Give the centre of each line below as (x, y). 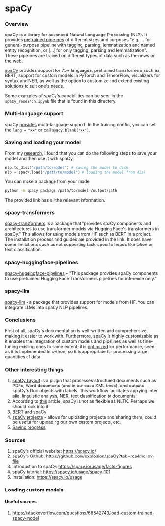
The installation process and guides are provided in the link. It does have (79, 239)
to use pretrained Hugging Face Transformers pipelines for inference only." (81, 279)
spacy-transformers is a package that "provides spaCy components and (78, 223)
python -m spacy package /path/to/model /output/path (61, 190)
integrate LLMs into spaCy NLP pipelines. (47, 307)
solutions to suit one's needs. (35, 86)
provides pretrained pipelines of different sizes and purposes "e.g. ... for (78, 40)
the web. (14, 61)
